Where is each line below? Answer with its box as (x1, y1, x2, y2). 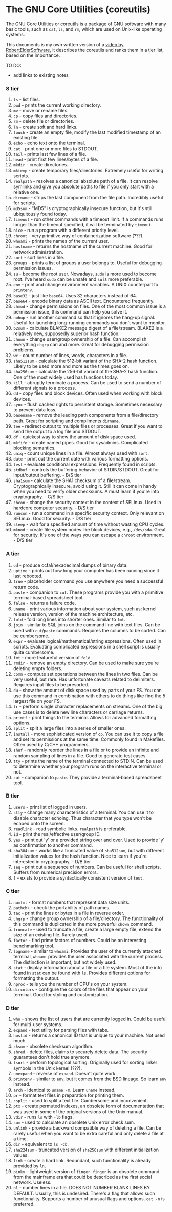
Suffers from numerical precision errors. (13, 869, 98, 875)
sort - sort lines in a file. (13, 255, 64, 261)
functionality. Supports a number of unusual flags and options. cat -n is (13, 1196, 165, 1202)
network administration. (13, 249, 63, 255)
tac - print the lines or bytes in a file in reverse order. (13, 910, 125, 916)
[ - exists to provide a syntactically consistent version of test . (13, 874, 144, 881)
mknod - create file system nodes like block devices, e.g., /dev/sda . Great (13, 527, 166, 533)
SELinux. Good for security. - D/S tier (13, 516, 92, 522)
